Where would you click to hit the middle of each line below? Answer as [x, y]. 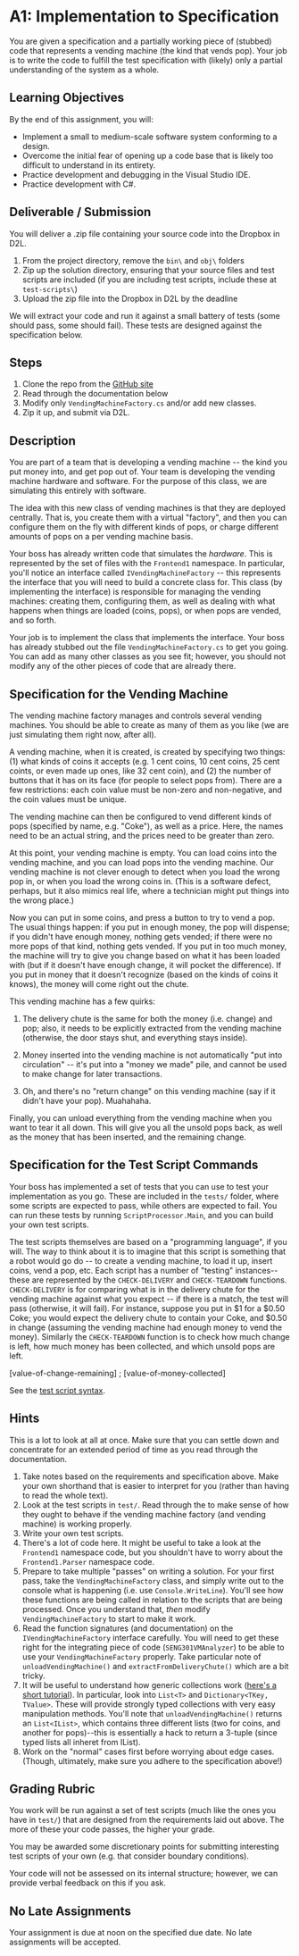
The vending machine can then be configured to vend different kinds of [141, 816]
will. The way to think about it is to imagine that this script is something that [148, 1251]
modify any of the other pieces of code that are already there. [123, 666]
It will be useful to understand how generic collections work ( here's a [149, 1684]
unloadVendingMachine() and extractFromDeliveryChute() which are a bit [155, 1666]
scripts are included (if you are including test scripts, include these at [149, 280]
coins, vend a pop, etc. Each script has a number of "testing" [121, 1270]
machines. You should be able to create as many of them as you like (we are [149, 725]
